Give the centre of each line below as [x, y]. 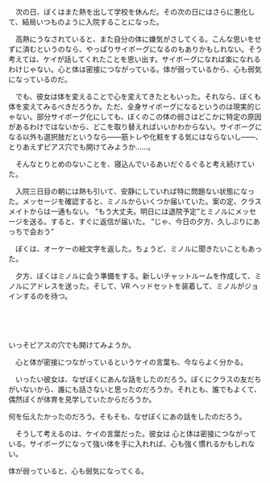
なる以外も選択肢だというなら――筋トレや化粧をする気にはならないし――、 [135, 137]
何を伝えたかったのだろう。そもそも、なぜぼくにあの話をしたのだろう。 [127, 416]
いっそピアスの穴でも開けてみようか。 [72, 344]
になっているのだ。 [40, 79]
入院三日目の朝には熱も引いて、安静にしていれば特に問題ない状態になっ [135, 191]
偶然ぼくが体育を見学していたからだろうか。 [82, 399]
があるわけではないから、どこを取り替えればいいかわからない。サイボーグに [135, 127]
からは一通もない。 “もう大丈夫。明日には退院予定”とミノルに [132, 211]
